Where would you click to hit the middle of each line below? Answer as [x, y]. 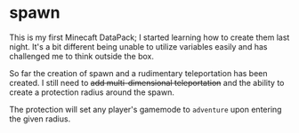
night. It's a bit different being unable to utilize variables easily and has [138, 46]
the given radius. [40, 119]
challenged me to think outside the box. [81, 56]
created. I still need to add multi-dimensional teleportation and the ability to [147, 82]
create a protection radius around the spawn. [92, 92]
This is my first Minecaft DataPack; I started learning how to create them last [149, 37]
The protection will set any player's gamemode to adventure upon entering [145, 109]
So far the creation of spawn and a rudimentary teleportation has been [139, 73]
